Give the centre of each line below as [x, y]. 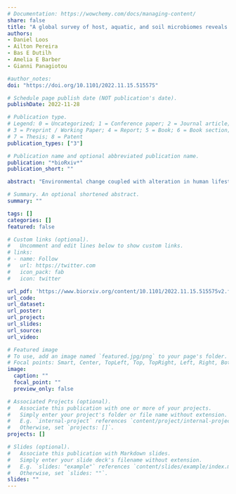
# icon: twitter [34, 278]
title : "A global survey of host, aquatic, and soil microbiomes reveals [118, 27]
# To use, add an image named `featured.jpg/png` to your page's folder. [118, 356]
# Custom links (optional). [48, 240]
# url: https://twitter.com [52, 266]
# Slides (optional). [39, 447]
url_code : [22, 298]
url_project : [26, 318]
